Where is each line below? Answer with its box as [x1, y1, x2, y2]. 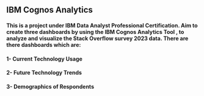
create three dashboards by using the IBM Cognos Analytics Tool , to [6, 28, 184, 35]
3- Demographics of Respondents [6, 83, 95, 90]
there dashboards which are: [6, 41, 81, 48]
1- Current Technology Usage [6, 55, 82, 63]
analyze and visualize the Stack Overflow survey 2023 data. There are [6, 35, 189, 42]
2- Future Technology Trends [6, 69, 82, 77]
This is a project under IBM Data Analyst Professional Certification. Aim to [6, 21, 198, 29]
